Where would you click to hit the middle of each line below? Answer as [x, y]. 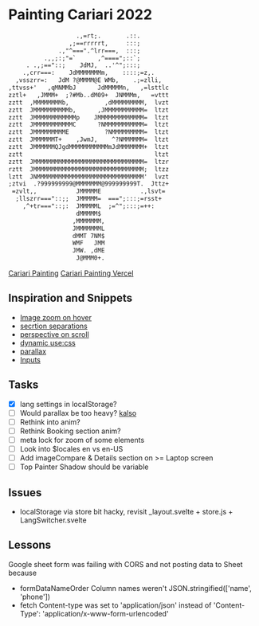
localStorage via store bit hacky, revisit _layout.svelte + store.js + [126, 512]
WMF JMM [88, 243]
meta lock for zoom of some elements [82, 440]
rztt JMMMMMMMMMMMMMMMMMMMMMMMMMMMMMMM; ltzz [89, 169]
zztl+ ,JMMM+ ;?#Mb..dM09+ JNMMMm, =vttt [89, 95]
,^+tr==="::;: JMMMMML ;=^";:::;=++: [89, 206]
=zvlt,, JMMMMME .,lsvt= [88, 192]
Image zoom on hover [55, 317]
